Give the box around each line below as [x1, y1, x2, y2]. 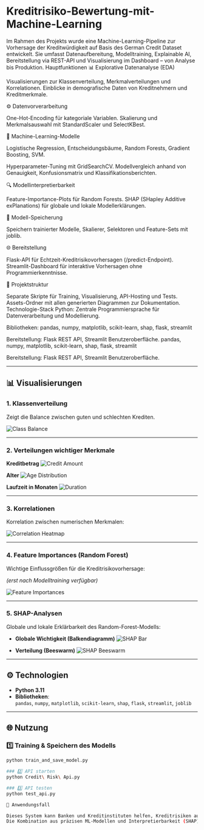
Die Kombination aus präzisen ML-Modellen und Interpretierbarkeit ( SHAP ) [6, 818, 200, 825]
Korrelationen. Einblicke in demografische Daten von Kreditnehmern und [6, 84, 188, 91]
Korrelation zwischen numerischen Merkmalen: [6, 518, 124, 525]
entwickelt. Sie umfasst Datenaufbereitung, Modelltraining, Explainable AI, [6, 50, 192, 57]
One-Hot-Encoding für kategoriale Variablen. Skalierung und [6, 114, 158, 121]
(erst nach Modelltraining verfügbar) [6, 576, 98, 584]
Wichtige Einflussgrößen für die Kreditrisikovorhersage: [6, 565, 146, 572]
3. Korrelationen [6, 504, 55, 513]
